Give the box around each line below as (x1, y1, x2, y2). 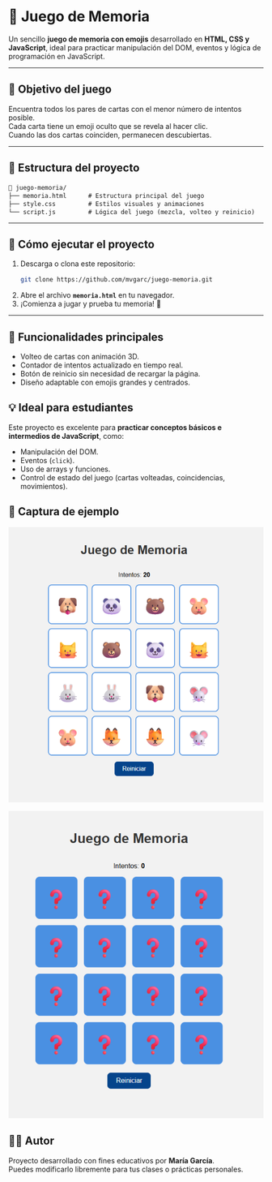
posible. (8, 113, 35, 122)
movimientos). (19, 481, 68, 491)
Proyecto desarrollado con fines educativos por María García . (8, 1155, 215, 1165)
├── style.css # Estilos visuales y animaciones (8, 200, 205, 208)
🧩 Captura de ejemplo (8, 505, 120, 518)
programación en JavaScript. (8, 51, 105, 61)
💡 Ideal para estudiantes (8, 401, 134, 415)
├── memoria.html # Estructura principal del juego (8, 191, 205, 200)
